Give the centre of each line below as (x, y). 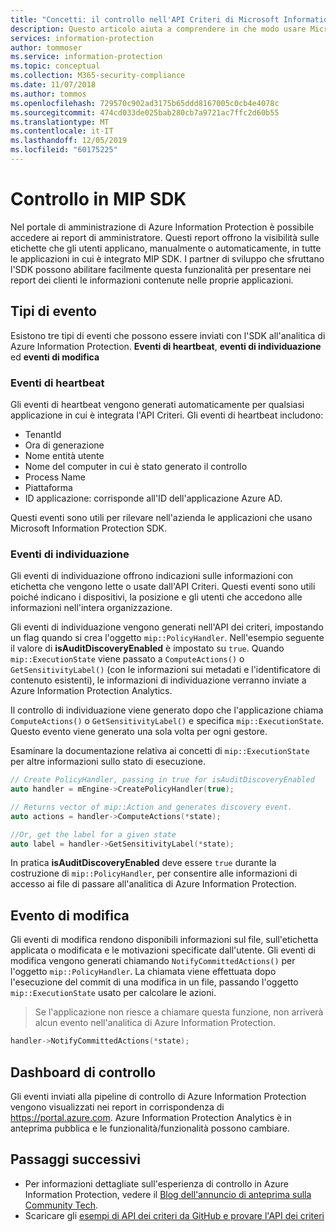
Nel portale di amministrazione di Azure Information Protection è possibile (162, 227)
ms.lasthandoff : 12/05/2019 (69, 141)
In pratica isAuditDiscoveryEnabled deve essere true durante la (143, 863)
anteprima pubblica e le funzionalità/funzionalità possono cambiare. (150, 1128)
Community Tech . (61, 1205)
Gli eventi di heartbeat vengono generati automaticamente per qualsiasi (157, 404)
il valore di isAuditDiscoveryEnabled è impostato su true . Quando (147, 648)
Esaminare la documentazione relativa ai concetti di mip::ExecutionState (160, 751)
